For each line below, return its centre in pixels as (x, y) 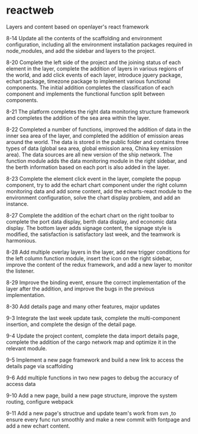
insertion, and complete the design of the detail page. (72, 324)
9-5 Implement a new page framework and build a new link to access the (95, 360)
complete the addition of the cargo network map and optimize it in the (91, 342)
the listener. (20, 271)
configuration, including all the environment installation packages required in (99, 44)
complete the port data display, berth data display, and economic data (91, 221)
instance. (17, 204)
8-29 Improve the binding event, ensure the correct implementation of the (96, 282)
